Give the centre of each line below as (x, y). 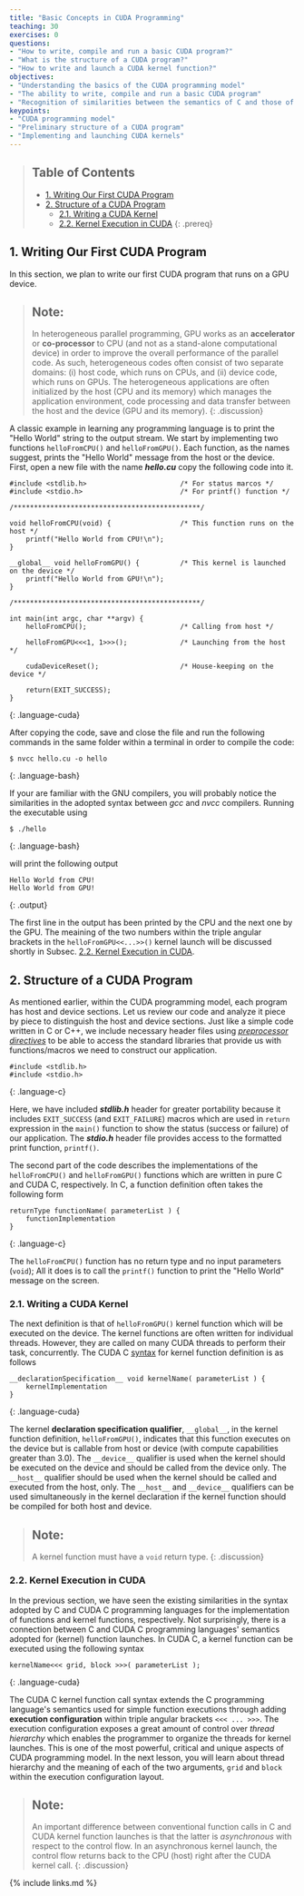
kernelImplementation (66, 1387)
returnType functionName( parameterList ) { (95, 1211)
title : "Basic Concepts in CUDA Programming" (97, 18)
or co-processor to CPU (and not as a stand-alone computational (154, 344)
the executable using (49, 812)
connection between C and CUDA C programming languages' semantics (145, 1629)
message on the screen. (54, 1281)
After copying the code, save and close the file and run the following (137, 732)
